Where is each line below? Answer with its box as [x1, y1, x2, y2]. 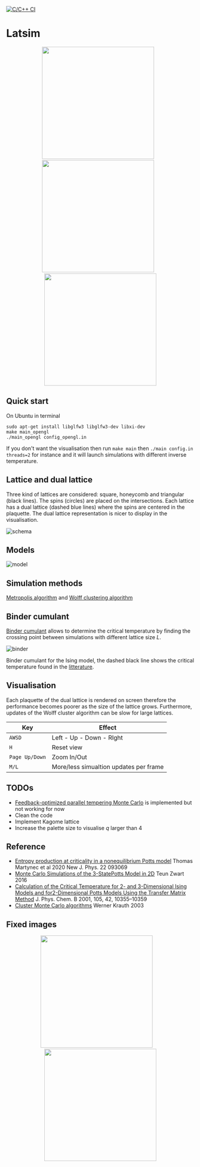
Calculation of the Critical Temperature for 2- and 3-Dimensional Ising [14, 883, 187, 890]
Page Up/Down [9, 753, 47, 760]
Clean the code [14, 812, 53, 819]
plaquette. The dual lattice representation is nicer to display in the [6, 509, 168, 517]
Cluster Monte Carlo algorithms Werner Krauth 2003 [14, 902, 144, 909]
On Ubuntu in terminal [6, 412, 61, 419]
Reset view [51, 743, 82, 751]
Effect [99, 723, 117, 731]
